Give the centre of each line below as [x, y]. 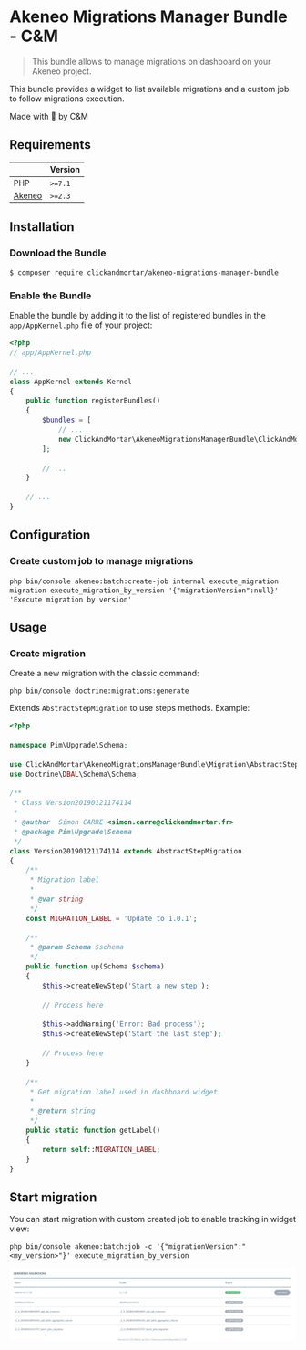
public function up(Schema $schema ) [96, 967]
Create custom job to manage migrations [102, 561]
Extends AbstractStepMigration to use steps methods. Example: [130, 708]
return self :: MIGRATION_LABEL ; [102, 1149]
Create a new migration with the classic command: [104, 674]
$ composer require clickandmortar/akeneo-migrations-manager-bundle [144, 272]
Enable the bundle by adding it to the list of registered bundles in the [138, 316]
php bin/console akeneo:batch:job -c [81, 1247]
